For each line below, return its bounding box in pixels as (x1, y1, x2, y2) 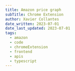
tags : (5, 30, 16, 35)
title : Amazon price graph (5, 7, 61, 12)
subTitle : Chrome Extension (5, 12, 64, 17)
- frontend (9, 49, 32, 54)
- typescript (9, 58, 37, 63)
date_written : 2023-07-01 (5, 21, 59, 26)
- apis (9, 53, 23, 59)
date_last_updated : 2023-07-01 (5, 26, 70, 31)
